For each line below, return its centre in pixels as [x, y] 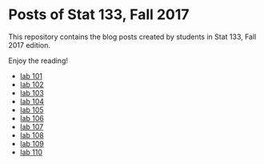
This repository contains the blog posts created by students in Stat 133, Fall [132, 37]
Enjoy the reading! [38, 61]
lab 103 [32, 92]
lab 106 [32, 118]
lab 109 [32, 143]
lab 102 [32, 84]
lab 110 [31, 152]
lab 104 [32, 101]
